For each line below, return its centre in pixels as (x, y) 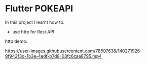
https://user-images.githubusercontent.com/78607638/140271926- (73, 51)
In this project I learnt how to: (35, 22)
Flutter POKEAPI (39, 9)
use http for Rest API (33, 32)
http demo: (16, 41)
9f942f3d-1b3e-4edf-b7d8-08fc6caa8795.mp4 (54, 56)
